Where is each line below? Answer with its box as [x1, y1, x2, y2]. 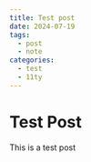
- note [17, 47, 43, 56]
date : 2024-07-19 [9, 22, 76, 31]
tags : [9, 30, 30, 39]
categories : [9, 56, 55, 65]
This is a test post [9, 142, 76, 153]
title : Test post [9, 13, 76, 23]
